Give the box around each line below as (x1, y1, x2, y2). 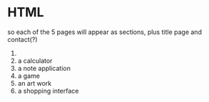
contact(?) (7, 35, 38, 43)
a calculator (17, 56, 53, 64)
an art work (17, 79, 52, 87)
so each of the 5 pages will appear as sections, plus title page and (7, 28, 202, 36)
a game (17, 72, 41, 80)
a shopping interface (17, 86, 79, 95)
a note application (17, 64, 71, 72)
